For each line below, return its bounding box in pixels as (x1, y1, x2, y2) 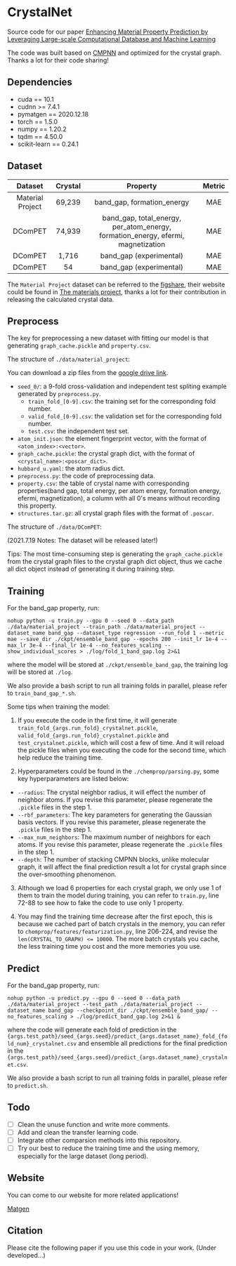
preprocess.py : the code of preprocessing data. (17, 472, 156, 480)
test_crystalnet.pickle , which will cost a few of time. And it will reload (17, 739, 225, 747)
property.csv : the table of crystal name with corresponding (17, 479, 190, 488)
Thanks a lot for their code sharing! (7, 55, 109, 64)
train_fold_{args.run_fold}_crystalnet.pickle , (17, 724, 158, 732)
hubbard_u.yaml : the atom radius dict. (17, 464, 125, 473)
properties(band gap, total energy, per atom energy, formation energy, (17, 487, 221, 495)
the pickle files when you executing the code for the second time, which (17, 746, 226, 755)
